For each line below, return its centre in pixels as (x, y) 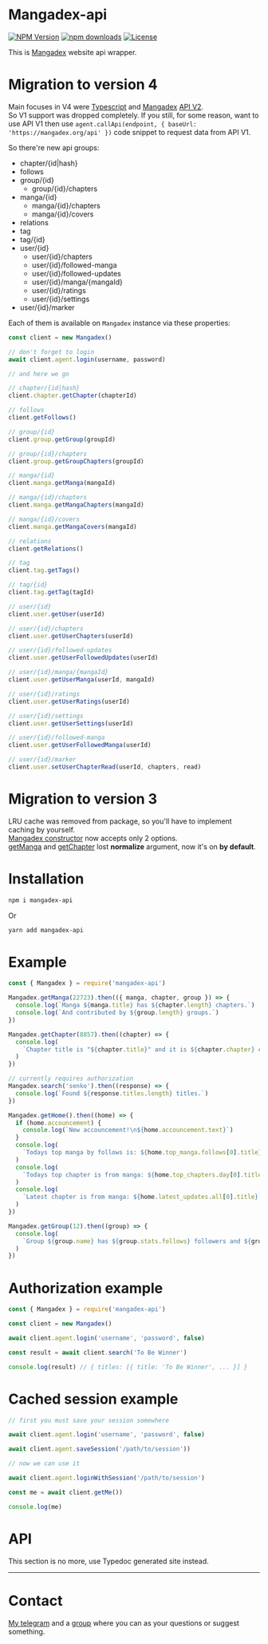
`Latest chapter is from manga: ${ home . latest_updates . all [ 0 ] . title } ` (142, 1197)
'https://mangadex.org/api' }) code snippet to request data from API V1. (130, 132)
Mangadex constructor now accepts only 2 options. (93, 838)
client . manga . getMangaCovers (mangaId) (73, 526)
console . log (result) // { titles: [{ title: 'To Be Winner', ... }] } (128, 1367)
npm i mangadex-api (41, 900)
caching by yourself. (42, 829)
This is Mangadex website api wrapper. (73, 52)
